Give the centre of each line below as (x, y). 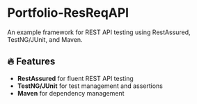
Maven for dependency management (71, 93)
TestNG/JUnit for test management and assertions (90, 86)
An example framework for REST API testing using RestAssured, (99, 32)
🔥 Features (31, 62)
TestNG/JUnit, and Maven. (45, 39)
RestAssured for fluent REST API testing (75, 78)
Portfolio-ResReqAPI (68, 13)
